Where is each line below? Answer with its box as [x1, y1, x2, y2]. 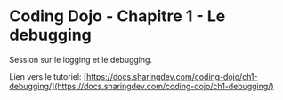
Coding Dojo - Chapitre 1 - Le [9, 6, 226, 27]
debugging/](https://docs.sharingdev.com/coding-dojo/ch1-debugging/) [9, 81, 274, 91]
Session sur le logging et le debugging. [9, 54, 153, 65]
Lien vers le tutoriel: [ [9, 71, 87, 81]
